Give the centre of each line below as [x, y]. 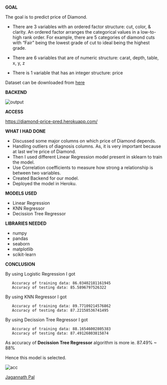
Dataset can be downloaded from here [45, 83]
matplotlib [23, 249]
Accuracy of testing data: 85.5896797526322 [59, 288]
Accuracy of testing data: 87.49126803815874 [60, 333]
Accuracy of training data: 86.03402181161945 [61, 283]
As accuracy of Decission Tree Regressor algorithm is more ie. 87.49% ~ [81, 343]
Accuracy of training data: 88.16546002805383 [61, 329]
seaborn [21, 244]
